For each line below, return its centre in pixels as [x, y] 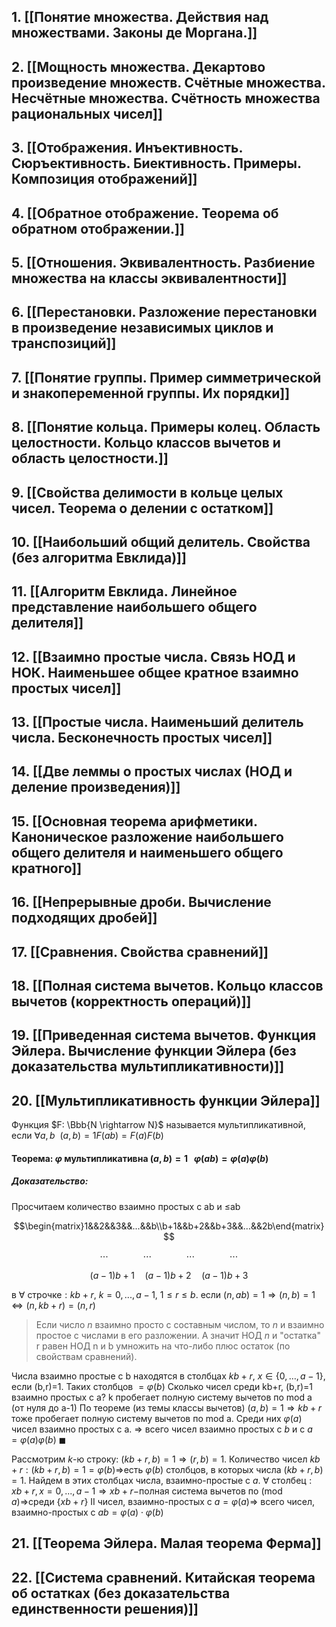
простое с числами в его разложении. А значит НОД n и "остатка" [178, 1335]
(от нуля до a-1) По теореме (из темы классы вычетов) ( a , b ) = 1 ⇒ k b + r [167, 1407]
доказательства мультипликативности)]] [148, 1066]
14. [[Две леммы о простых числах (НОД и [152, 771]
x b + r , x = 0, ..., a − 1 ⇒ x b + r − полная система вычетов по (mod [147, 1491]
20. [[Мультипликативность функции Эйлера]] [166, 1100]
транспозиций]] [64, 343]
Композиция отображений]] [104, 179]
